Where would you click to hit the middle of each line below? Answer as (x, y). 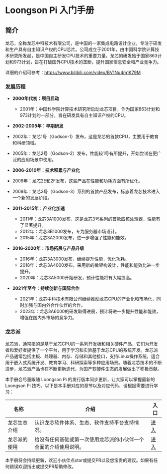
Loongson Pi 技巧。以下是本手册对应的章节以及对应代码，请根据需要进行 (80, 386)
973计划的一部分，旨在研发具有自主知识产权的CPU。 (74, 115)
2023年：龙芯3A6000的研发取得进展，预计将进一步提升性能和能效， (90, 311)
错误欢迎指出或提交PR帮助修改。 (42, 466)
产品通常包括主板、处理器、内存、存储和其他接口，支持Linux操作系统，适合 (83, 356)
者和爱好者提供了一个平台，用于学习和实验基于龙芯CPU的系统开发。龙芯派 (82, 350)
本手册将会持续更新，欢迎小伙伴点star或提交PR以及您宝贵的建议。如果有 (80, 460)
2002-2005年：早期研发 (38, 126)
